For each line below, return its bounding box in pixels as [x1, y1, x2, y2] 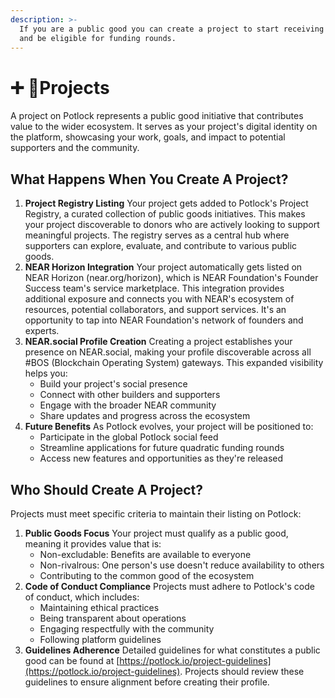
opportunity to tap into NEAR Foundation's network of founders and [24, 314, 304, 326]
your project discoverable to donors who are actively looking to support [24, 219, 320, 231]
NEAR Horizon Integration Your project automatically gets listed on [24, 261, 303, 273]
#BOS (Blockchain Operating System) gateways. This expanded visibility [24, 357, 324, 369]
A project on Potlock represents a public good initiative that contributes [10, 110, 304, 122]
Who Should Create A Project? [10, 481, 204, 498]
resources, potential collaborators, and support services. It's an [24, 304, 287, 316]
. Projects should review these [179, 665, 305, 677]
